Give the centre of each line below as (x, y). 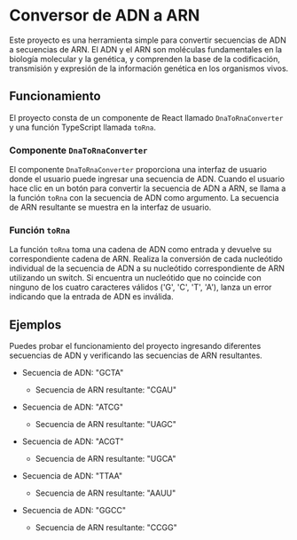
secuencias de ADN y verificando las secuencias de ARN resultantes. (136, 355)
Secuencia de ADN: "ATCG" (73, 407)
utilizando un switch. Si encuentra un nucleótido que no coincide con (135, 278)
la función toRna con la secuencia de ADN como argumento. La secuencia (144, 198)
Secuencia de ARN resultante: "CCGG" (106, 528)
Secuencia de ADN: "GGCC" (74, 511)
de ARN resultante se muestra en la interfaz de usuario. (110, 207)
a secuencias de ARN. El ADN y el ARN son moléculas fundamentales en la (145, 49)
